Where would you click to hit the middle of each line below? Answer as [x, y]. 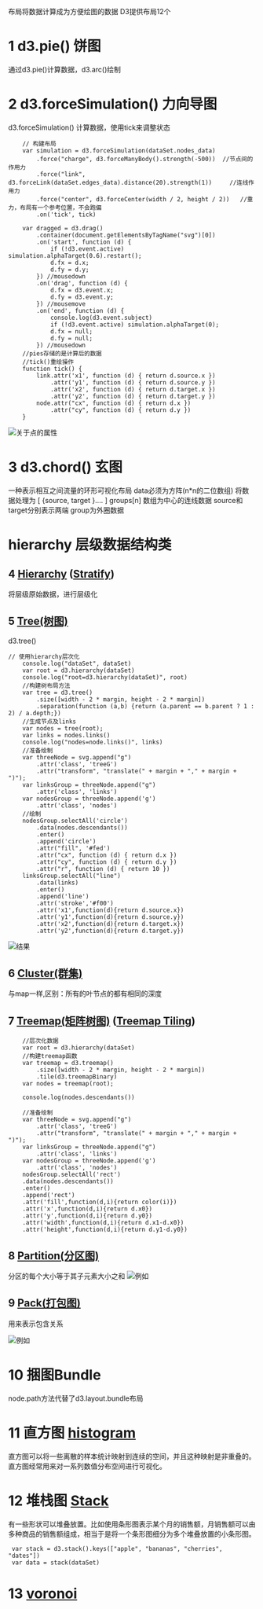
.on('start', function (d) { [84, 242]
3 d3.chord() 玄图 [66, 467]
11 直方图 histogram [72, 1433]
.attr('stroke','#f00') [75, 903]
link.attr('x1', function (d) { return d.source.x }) [126, 376]
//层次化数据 [40, 1041]
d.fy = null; [71, 338]
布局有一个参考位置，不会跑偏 [60, 208]
